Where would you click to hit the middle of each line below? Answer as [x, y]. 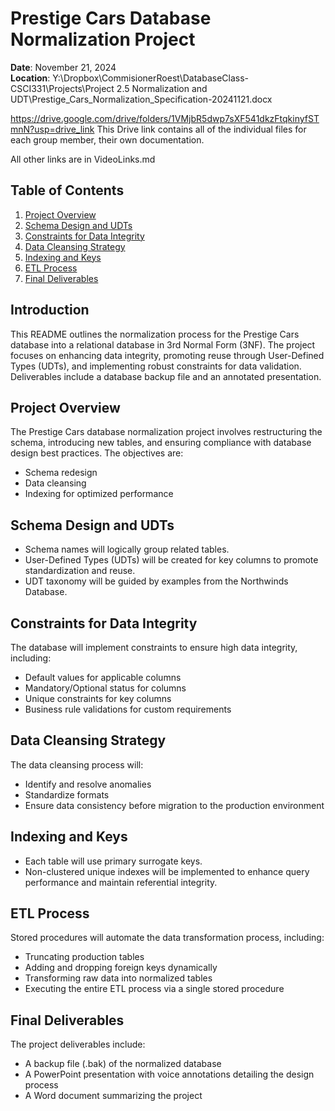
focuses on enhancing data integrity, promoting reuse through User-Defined [167, 355]
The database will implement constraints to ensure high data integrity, [154, 647]
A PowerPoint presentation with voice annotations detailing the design [169, 1074]
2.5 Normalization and [162, 88]
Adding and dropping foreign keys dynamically [121, 968]
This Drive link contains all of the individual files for [201, 129]
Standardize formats [67, 794]
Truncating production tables [84, 957]
